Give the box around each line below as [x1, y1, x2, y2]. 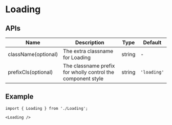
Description [75, 39, 104, 46]
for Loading [63, 54, 91, 61]
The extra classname [63, 47, 114, 55]
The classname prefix [63, 62, 115, 69]
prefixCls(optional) [8, 69, 53, 76]
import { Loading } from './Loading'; [5, 106, 88, 111]
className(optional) [8, 51, 58, 58]
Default [143, 39, 162, 46]
